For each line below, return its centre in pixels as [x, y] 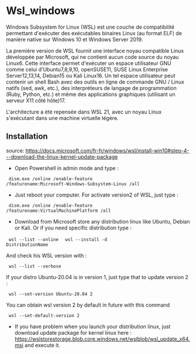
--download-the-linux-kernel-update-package [62, 157]
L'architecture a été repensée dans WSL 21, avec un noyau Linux [84, 112]
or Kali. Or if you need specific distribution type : [73, 228]
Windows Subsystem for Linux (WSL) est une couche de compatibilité [90, 27]
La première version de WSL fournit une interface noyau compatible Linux [95, 50]
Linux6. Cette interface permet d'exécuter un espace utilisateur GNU [89, 63]
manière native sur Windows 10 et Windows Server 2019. [75, 39]
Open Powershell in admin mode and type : [66, 168]
